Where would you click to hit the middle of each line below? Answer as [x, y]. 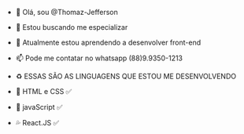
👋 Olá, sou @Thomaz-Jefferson [67, 12]
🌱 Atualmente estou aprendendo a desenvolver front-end [108, 42]
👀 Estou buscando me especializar [72, 27]
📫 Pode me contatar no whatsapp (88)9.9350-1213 [99, 58]
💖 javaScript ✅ [39, 107]
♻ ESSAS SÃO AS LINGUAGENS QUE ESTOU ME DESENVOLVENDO [126, 76]
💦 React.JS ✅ [37, 123]
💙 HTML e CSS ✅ [44, 91]
